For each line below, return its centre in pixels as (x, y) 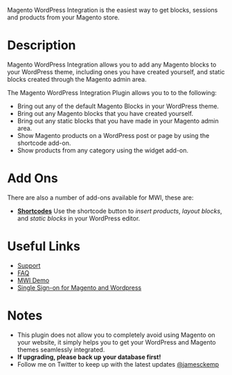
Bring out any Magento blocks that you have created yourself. (105, 113)
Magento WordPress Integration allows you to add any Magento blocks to (112, 64)
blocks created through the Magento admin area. (77, 79)
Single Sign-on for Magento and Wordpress (79, 288)
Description (42, 45)
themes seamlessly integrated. (61, 349)
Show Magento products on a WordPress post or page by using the (113, 135)
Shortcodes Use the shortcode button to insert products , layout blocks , (120, 211)
